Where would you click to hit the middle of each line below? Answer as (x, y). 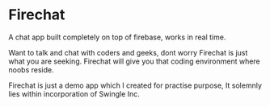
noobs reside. (31, 69)
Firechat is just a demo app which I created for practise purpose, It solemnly (135, 85)
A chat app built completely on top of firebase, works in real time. (117, 37)
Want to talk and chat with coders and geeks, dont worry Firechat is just (128, 52)
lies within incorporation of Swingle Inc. (74, 93)
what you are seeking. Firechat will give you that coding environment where (134, 61)
